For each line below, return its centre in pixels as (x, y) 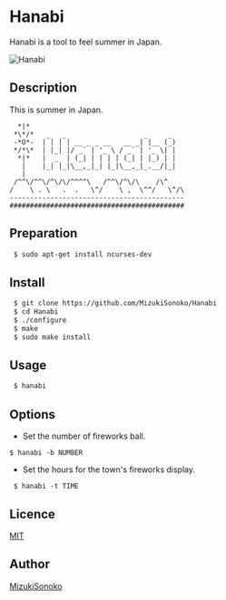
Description (43, 88)
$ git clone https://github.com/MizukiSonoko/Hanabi (115, 304)
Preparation (44, 233)
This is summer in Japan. (56, 110)
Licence (33, 514)
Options (33, 414)
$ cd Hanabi (36, 312)
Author (29, 564)
